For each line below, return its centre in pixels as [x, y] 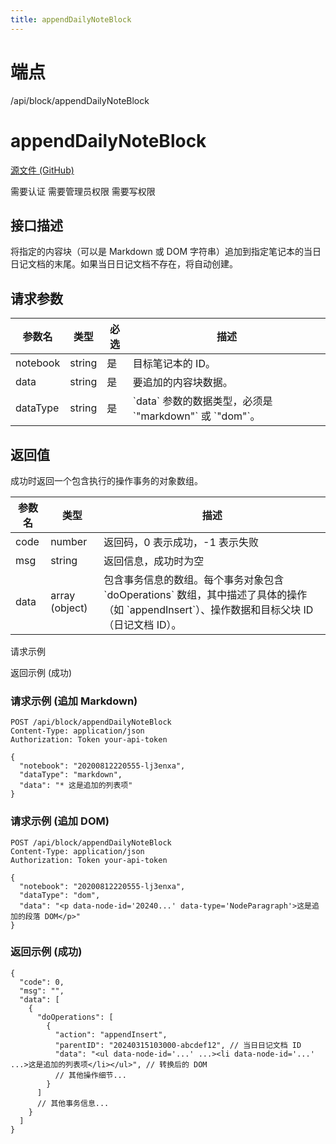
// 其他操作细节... [90, 1075]
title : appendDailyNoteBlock [71, 19]
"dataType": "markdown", [71, 775]
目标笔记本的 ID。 [174, 364]
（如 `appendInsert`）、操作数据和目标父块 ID [208, 609]
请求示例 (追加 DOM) [60, 821]
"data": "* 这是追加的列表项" [76, 786]
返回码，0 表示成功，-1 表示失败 [181, 542]
